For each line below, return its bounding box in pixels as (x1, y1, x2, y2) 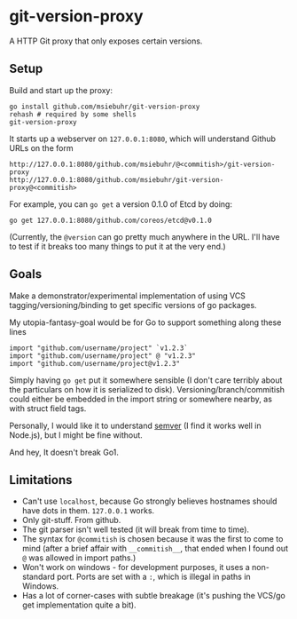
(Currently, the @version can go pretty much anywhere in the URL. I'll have (9, 231, 280, 242)
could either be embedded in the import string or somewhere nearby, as (9, 393, 273, 404)
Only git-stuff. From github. (21, 515, 121, 526)
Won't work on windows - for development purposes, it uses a (21, 562, 250, 573)
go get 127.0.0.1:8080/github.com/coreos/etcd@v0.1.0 (9, 216, 213, 225)
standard (21, 571, 56, 583)
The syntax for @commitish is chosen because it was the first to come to (21, 534, 284, 544)
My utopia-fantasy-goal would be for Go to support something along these (9, 317, 282, 328)
